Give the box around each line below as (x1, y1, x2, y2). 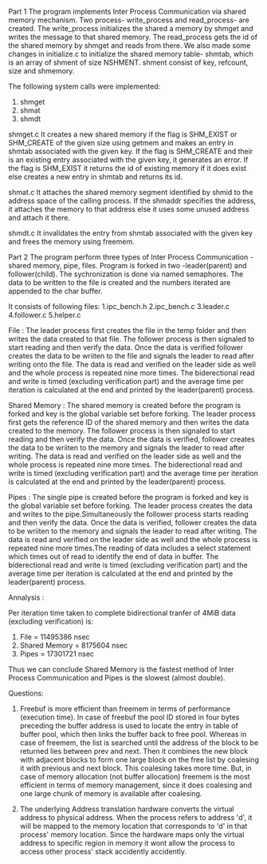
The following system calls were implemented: (8, 81, 161, 91)
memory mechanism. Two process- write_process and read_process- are (8, 15, 249, 25)
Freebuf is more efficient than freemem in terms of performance (19, 704, 231, 713)
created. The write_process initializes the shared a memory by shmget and (8, 24, 253, 33)
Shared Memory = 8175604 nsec (19, 640, 128, 650)
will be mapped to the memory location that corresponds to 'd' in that (19, 822, 248, 830)
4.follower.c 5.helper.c (8, 311, 81, 319)
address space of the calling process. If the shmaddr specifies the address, (8, 196, 257, 205)
